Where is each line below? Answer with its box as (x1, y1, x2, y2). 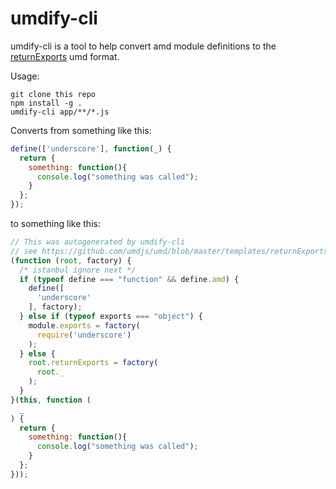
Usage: (10, 70, 40, 82)
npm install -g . (10, 98, 83, 108)
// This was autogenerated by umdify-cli (10, 237, 186, 247)
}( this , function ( (10, 395, 92, 405)
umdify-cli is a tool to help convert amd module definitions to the (10, 40, 277, 52)
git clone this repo (10, 89, 97, 99)
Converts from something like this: (10, 124, 152, 136)
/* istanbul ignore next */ (19, 265, 137, 275)
